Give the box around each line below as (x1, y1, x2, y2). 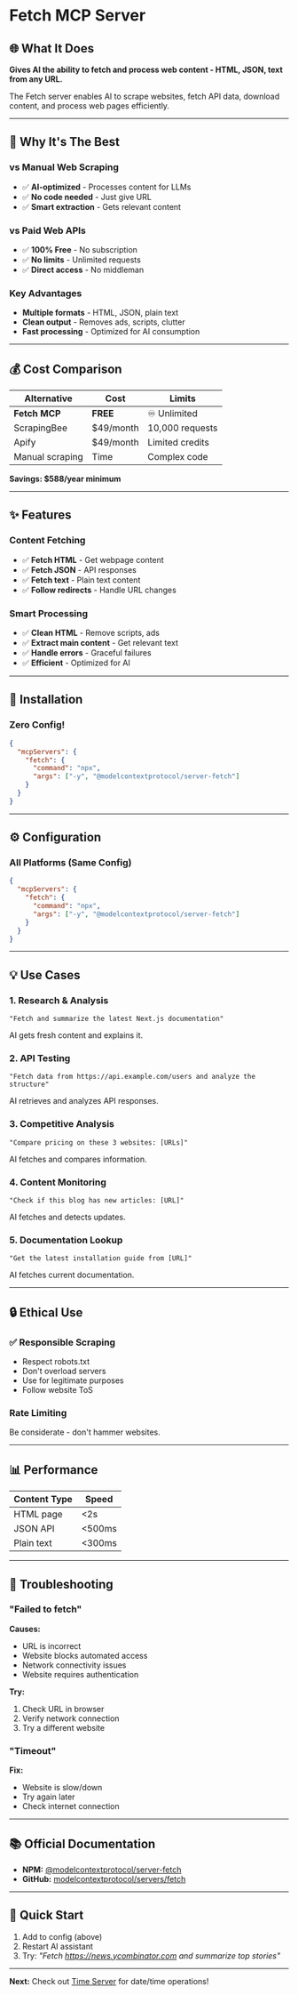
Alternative (24, 392, 73, 405)
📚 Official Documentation (9, 1836, 156, 1851)
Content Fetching (9, 535, 86, 547)
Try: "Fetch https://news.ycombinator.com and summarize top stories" (21, 1950, 281, 1961)
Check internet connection (21, 1801, 120, 1812)
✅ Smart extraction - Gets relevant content (21, 201, 182, 212)
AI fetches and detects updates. (9, 1211, 126, 1223)
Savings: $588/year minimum (9, 473, 122, 485)
